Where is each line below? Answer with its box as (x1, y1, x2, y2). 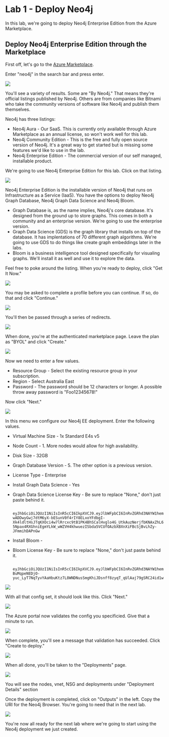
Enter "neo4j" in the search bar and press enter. (5, 71, 105, 77)
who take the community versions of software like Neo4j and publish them (5, 101, 159, 107)
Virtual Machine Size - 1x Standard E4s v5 (12, 433, 100, 439)
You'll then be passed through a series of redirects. (5, 314, 112, 320)
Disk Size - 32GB (12, 452, 48, 458)
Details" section (5, 686, 38, 692)
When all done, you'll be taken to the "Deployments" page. (5, 662, 127, 668)
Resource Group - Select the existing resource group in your (12, 367, 138, 373)
